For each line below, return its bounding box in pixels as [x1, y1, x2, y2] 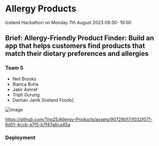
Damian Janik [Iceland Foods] [12, 97, 74, 103]
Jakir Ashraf [12, 86, 38, 92]
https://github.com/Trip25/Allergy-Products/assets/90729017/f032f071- [5, 116, 153, 122]
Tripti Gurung [12, 92, 40, 98]
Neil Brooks [12, 76, 36, 82]
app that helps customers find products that [5, 42, 146, 50]
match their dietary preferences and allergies [5, 49, 149, 58]
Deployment [5, 134, 36, 141]
